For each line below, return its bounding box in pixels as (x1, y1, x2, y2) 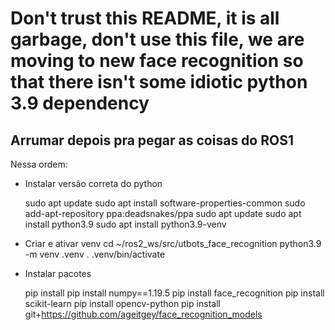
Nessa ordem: (10, 158, 68, 170)
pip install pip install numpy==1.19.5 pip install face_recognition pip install (24, 287, 325, 299)
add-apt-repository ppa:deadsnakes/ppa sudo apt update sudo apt (24, 208, 302, 219)
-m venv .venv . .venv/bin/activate (24, 248, 166, 260)
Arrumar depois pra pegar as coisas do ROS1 (10, 132, 294, 149)
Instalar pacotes (24, 268, 92, 279)
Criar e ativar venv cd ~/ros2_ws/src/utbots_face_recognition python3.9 (24, 238, 322, 249)
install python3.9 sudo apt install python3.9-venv (24, 218, 227, 230)
